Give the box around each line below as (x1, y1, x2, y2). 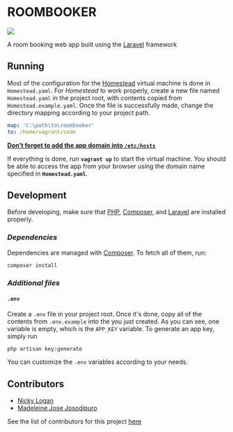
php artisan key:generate (7, 345, 82, 352)
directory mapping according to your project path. (7, 109, 151, 117)
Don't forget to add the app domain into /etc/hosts (7, 141, 156, 150)
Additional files (7, 278, 61, 288)
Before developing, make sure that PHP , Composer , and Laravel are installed (7, 208, 226, 216)
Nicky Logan (17, 397, 54, 405)
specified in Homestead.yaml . (7, 169, 88, 177)
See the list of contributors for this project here (7, 417, 142, 426)
